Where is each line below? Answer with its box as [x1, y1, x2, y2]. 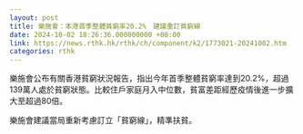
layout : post [9, 13, 59, 23]
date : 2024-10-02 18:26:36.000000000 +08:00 [9, 30, 181, 39]
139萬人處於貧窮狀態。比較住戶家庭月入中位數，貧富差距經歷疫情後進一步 [9, 84, 287, 95]
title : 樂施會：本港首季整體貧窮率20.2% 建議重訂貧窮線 [9, 22, 201, 31]
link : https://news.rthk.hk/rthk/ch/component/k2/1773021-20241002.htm [9, 38, 287, 48]
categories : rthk [9, 47, 76, 56]
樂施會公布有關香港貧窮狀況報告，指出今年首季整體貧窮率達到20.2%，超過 [9, 73, 289, 84]
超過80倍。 [25, 96, 68, 107]
